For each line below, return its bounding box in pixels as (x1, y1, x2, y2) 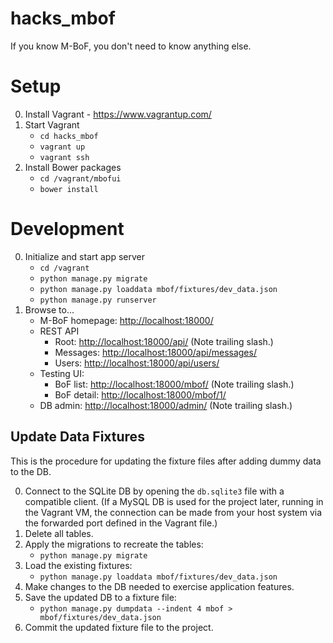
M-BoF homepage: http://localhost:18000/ (39, 314, 214, 326)
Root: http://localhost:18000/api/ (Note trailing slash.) (54, 335, 274, 347)
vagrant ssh (39, 152, 90, 162)
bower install (39, 184, 99, 194)
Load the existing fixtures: (24, 559, 133, 571)
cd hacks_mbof (39, 131, 99, 141)
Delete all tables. (24, 527, 94, 539)
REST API (39, 325, 80, 337)
